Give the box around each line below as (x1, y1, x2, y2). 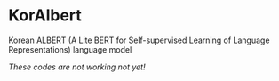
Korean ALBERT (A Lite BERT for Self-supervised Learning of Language (8, 35, 270, 45)
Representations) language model (8, 44, 132, 54)
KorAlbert (8, 5, 82, 26)
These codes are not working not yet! (8, 61, 146, 72)
